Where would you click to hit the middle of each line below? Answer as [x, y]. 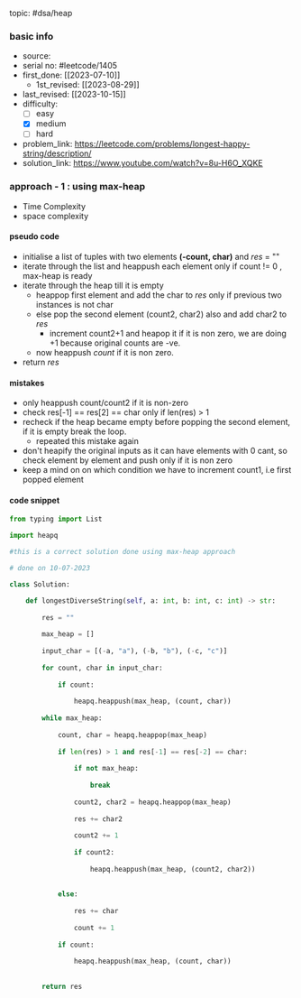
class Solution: [40, 584]
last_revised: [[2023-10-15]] [74, 95]
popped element [53, 480]
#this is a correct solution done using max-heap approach [123, 552]
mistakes [27, 383]
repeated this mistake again [87, 441]
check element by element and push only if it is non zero [127, 460]
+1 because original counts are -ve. [115, 343]
